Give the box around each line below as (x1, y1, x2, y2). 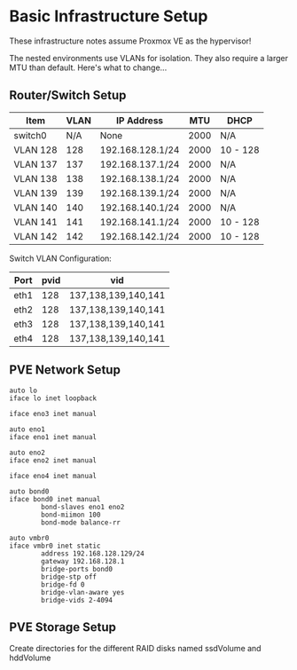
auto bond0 (9, 486, 50, 496)
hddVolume (9, 652, 51, 663)
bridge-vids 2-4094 (41, 595, 113, 604)
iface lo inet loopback (9, 393, 98, 403)
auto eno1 (9, 424, 46, 434)
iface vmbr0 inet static (9, 541, 101, 550)
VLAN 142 (13, 230, 58, 242)
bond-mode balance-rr (41, 517, 121, 527)
